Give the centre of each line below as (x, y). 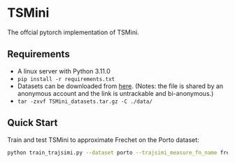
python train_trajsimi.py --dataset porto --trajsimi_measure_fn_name (112, 153)
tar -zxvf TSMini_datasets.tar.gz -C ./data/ (85, 101)
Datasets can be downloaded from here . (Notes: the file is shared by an (120, 86)
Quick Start (33, 123)
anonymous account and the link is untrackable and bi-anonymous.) (115, 93)
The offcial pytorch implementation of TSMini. (73, 32)
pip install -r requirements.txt (66, 79)
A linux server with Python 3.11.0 (64, 71)
